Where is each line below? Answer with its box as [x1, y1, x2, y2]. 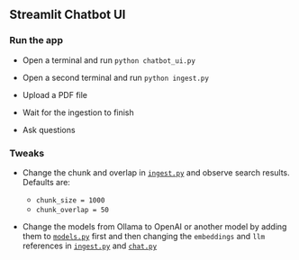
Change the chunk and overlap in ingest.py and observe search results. [22, 166, 290, 178]
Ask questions [22, 124, 76, 135]
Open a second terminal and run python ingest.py [22, 72, 210, 83]
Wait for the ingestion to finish [22, 107, 135, 118]
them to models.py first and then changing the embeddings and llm [22, 230, 266, 241]
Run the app [9, 34, 63, 47]
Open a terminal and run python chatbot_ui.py [22, 54, 196, 66]
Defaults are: [22, 176, 70, 187]
